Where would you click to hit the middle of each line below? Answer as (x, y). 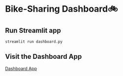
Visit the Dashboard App (44, 57)
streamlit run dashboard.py (34, 42)
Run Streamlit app (33, 30)
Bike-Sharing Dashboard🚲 (61, 9)
